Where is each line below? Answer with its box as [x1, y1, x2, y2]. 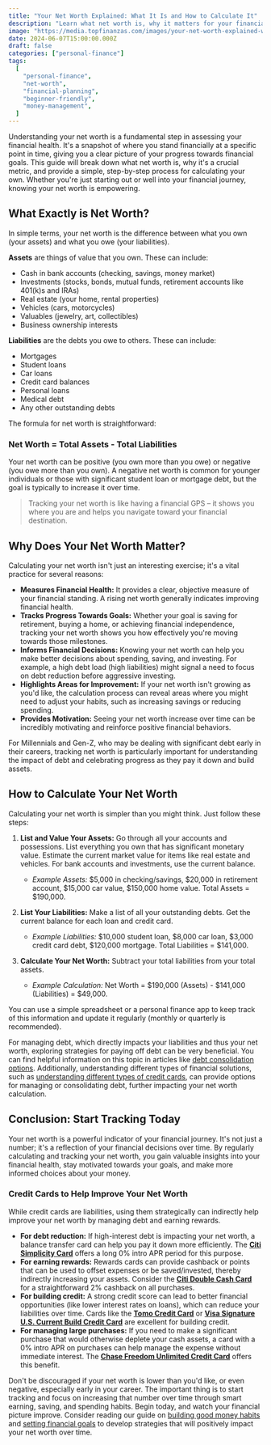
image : [8, 27, 31, 35]
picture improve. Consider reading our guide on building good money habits [8, 1409, 261, 1420]
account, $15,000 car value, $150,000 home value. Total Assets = [31, 883, 250, 892]
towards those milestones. [19, 636, 108, 646]
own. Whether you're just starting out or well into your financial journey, [8, 175, 246, 184]
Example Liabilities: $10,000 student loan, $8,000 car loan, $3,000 [31, 931, 254, 941]
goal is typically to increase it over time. [8, 483, 140, 493]
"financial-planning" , [23, 87, 99, 95]
